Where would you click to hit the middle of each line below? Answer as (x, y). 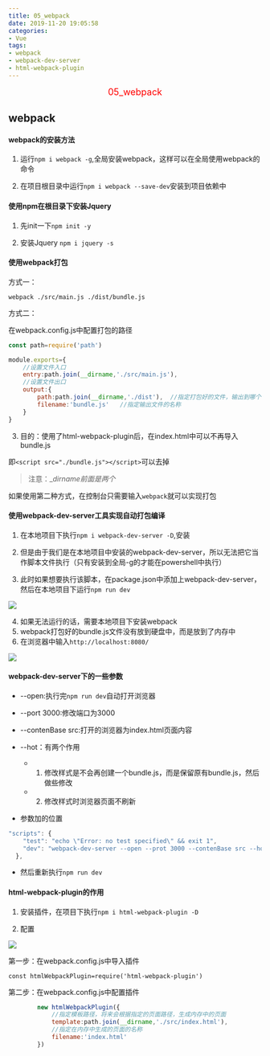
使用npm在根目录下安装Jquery (60, 206)
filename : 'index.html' (89, 1038)
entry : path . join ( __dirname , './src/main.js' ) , (100, 375)
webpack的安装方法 (42, 139)
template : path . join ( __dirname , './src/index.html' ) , (139, 1022)
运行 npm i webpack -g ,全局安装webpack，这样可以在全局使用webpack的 (140, 159)
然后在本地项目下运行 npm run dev (75, 589)
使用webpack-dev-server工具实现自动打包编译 (87, 516)
